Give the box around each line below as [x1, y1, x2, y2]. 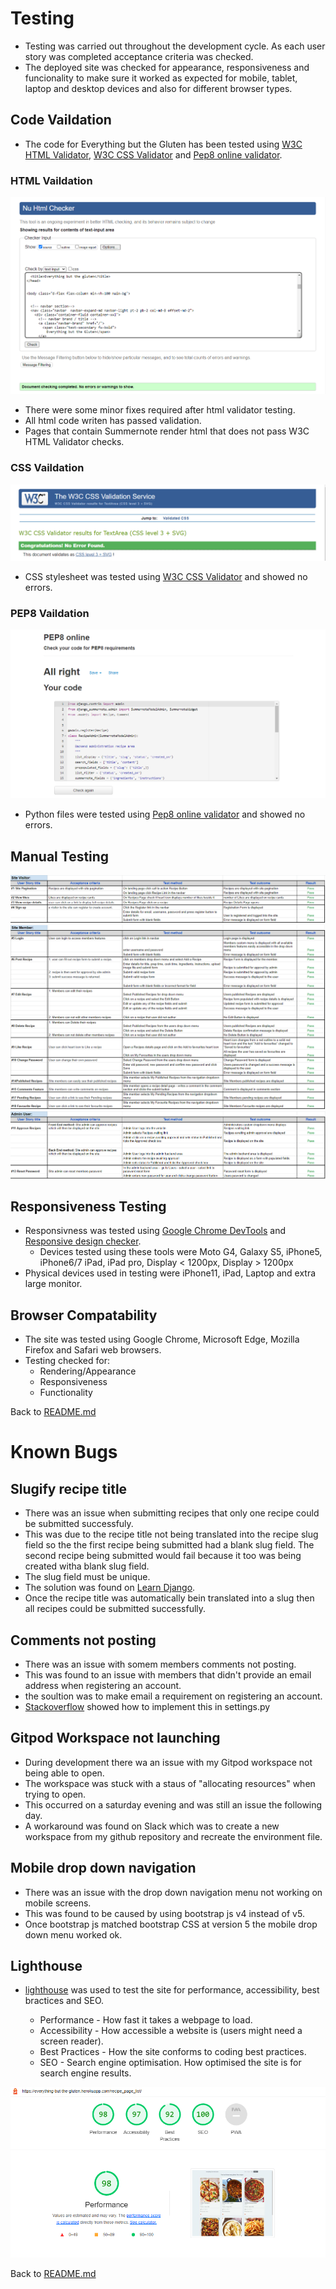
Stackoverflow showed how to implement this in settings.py [24, 1700, 271, 1712]
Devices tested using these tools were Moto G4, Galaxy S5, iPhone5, [39, 1246, 323, 1258]
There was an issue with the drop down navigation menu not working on [24, 1886, 323, 1898]
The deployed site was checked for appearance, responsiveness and [24, 61, 310, 73]
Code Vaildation [10, 112, 112, 129]
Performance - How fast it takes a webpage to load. [39, 2014, 253, 2026]
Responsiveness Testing [10, 1198, 167, 1215]
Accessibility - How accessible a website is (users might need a [39, 2025, 303, 2037]
